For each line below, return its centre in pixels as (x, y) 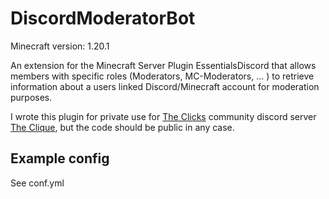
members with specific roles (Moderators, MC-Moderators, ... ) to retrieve (162, 76)
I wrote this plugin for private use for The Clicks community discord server (163, 116)
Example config (60, 158)
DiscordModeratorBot (103, 18)
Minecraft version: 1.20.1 (60, 46)
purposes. (31, 97)
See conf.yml (37, 183)
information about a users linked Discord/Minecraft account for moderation (165, 86)
